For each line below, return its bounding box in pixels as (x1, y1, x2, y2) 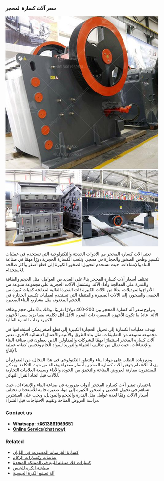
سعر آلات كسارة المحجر (5, 5, 56, 12)
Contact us (5, 410, 32, 416)
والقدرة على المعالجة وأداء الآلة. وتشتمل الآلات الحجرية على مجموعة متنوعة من (5, 281, 149, 287)
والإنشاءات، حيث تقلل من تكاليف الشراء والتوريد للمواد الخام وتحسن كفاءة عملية (5, 342, 151, 348)
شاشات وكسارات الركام (12, 454, 57, 460)
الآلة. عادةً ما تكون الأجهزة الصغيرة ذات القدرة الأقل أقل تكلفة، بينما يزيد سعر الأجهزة (5, 312, 158, 318)
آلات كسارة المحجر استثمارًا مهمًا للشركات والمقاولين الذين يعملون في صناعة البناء (5, 337, 155, 343)
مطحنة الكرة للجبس (12, 465, 49, 471)
